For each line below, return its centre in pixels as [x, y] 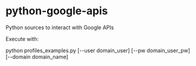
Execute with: [22, 39]
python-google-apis [57, 11]
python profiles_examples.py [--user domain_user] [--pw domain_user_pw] [98, 50]
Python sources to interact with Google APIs [60, 27]
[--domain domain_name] [37, 56]
